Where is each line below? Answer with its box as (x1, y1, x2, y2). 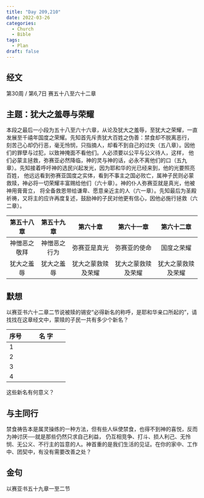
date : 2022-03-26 (6, 15, 50, 21)
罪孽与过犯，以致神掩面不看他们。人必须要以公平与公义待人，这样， (16, 149, 187, 157)
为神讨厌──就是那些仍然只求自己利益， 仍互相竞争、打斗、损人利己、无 (6, 433, 186, 440)
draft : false (6, 49, 39, 55)
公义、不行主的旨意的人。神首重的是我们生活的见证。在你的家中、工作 (22, 441, 198, 448)
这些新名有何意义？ (6, 389, 55, 396)
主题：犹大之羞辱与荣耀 (6, 109, 94, 119)
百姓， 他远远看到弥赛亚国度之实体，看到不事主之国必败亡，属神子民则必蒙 (6, 172, 194, 179)
